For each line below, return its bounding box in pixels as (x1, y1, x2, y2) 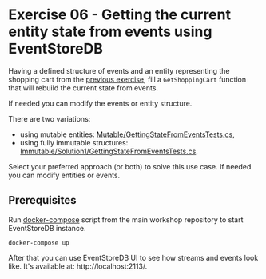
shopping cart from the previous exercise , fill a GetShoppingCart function (8, 74, 247, 84)
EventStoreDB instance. (8, 223, 86, 233)
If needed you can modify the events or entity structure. (8, 98, 193, 108)
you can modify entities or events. (8, 170, 121, 180)
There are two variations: (8, 114, 91, 123)
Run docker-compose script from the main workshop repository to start (8, 214, 244, 225)
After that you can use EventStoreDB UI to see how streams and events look (8, 253, 259, 262)
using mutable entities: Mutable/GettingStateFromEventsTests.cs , (19, 130, 235, 139)
